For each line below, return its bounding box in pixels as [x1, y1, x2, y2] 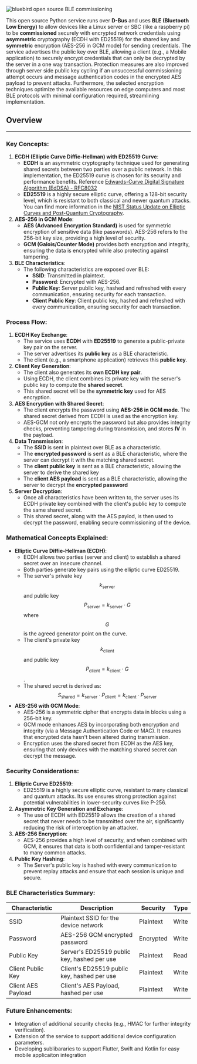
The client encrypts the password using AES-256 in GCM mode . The [23, 406, 191, 413]
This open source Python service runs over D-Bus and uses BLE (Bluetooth [6, 17, 189, 24]
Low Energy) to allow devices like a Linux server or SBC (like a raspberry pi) [6, 24, 191, 30]
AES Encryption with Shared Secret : [14, 400, 104, 407]
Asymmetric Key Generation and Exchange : [14, 805, 124, 812]
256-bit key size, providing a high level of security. [23, 234, 146, 241]
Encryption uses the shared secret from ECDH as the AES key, [23, 740, 174, 747]
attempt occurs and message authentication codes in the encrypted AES [6, 74, 182, 80]
